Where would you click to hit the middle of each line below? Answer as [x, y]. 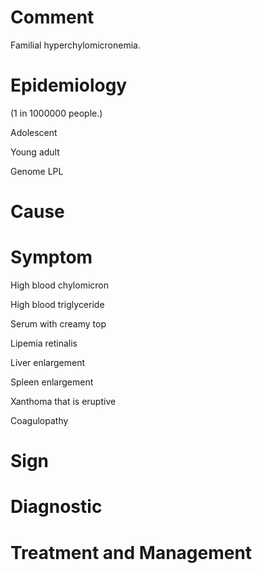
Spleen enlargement [52, 382]
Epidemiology [69, 85]
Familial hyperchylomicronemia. [75, 45]
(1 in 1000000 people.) [56, 113]
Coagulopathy [39, 420]
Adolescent [34, 132]
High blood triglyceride [57, 304]
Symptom [51, 257]
